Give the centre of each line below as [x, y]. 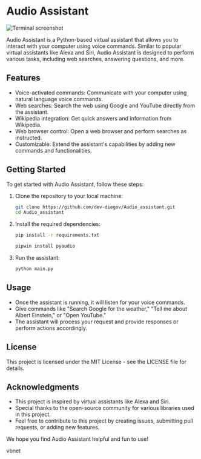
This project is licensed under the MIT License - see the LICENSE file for [96, 362]
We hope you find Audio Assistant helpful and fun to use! [77, 439]
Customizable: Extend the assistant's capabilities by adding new [95, 144]
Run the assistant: [38, 258]
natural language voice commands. [59, 99]
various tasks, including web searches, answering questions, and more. [96, 59]
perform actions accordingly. [51, 328]
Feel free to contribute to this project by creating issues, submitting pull [104, 421]
